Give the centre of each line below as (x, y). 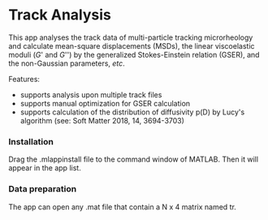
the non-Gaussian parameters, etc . (67, 63)
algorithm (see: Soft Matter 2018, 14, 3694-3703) (102, 120)
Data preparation (43, 189)
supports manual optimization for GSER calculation (105, 103)
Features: (24, 79)
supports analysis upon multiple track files (91, 94)
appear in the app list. (45, 168)
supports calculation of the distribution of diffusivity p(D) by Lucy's (132, 112)
